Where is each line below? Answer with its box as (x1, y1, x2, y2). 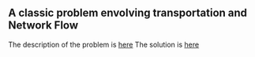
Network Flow (8, 19, 79, 32)
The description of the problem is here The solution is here (8, 40, 200, 49)
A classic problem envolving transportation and (8, 6, 247, 20)
